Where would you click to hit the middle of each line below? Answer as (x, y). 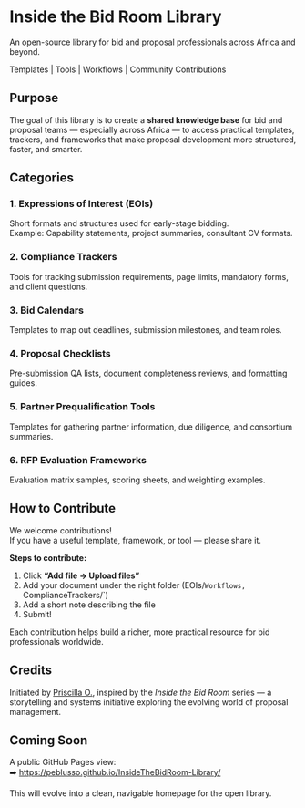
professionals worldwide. (57, 641)
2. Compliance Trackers (63, 257)
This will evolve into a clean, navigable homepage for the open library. (141, 793)
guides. (24, 383)
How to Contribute (63, 508)
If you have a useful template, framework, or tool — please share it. (136, 540)
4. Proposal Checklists (60, 353)
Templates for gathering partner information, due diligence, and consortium (151, 427)
